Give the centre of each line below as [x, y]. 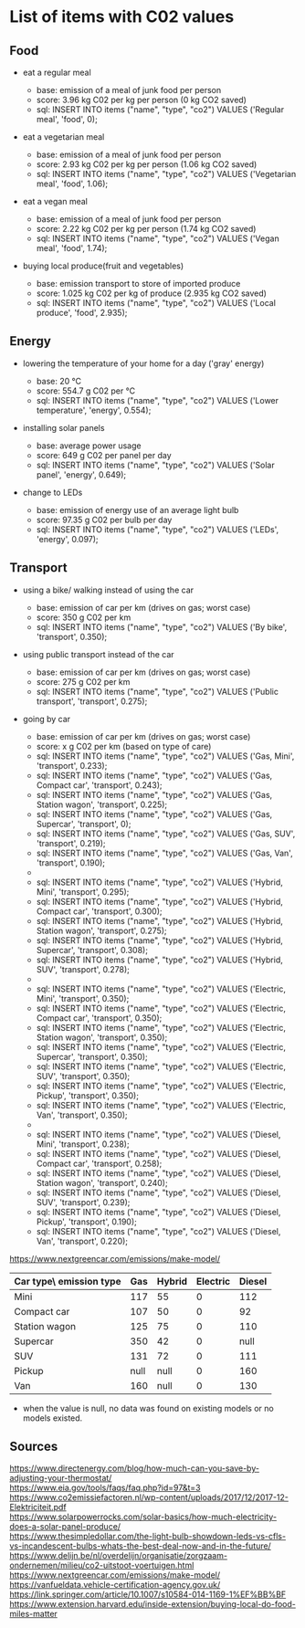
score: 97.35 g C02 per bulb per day [104, 520]
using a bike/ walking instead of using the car [108, 590]
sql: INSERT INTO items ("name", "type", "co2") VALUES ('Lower [158, 400]
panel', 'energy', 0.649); [81, 474]
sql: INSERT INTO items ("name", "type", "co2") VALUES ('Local [156, 303]
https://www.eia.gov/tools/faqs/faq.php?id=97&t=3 [105, 1488]
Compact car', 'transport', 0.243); [99, 785]
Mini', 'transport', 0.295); [83, 891]
